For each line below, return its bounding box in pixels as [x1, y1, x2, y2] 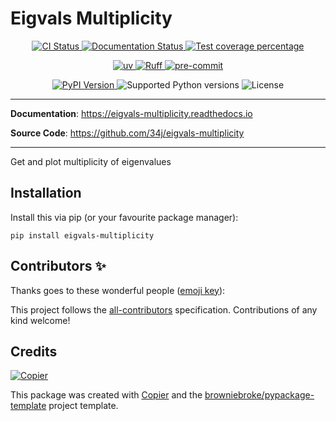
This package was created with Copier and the [10, 389, 203, 401]
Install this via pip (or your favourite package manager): [10, 211, 239, 223]
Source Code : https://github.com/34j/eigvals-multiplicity [10, 127, 245, 139]
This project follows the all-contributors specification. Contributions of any [10, 303, 318, 316]
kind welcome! [10, 314, 71, 326]
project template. [48, 400, 119, 412]
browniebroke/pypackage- [204, 389, 315, 401]
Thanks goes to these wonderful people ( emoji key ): [10, 284, 226, 296]
